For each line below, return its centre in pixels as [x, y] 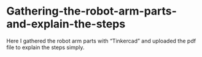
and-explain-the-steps [66, 24]
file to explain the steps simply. [45, 47]
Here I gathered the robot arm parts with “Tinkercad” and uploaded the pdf [101, 41]
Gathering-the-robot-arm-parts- [91, 11]
